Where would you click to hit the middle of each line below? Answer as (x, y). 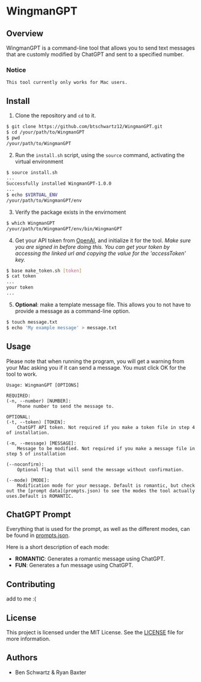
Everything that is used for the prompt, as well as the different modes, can (98, 529)
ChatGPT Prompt (39, 514)
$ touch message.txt (32, 322)
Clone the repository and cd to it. (55, 115)
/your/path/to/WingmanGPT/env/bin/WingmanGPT (64, 229)
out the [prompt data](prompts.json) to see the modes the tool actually (101, 491)
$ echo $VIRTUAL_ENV (32, 195)
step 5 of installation (36, 454)
